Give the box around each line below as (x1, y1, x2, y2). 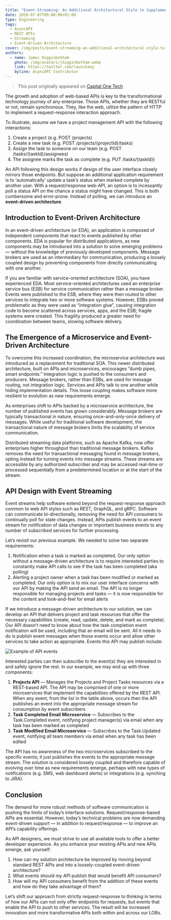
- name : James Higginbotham (10, 55, 70, 60)
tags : (5, 21, 17, 27)
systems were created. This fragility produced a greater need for (5, 312, 141, 319)
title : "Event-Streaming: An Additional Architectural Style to (5, 7, 145, 13)
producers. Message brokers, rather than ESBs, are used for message (5, 376, 152, 382)
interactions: (5, 125, 32, 131)
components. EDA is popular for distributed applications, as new (5, 238, 140, 244)
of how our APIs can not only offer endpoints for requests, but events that (5, 899, 160, 905)
